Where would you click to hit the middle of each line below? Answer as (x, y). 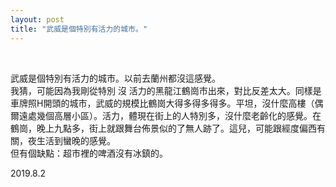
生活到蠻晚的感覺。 (76, 140)
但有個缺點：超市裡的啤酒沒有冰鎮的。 (89, 153)
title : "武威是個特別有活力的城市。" (79, 29)
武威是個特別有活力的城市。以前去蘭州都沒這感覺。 (115, 78)
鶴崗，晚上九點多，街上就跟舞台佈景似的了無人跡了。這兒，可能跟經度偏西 (163, 128)
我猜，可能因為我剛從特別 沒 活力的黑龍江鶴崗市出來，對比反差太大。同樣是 (166, 90)
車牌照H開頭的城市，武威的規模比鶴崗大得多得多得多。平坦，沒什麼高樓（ (162, 103)
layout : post (37, 19)
